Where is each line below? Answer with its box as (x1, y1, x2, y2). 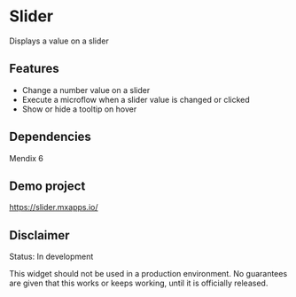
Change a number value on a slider (21, 84, 151, 95)
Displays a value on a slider (9, 35, 109, 46)
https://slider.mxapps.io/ (9, 202, 99, 213)
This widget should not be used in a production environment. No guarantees (9, 269, 288, 279)
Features (9, 61, 59, 76)
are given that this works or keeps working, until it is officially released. (9, 277, 269, 289)
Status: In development (9, 251, 94, 262)
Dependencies (9, 129, 91, 145)
